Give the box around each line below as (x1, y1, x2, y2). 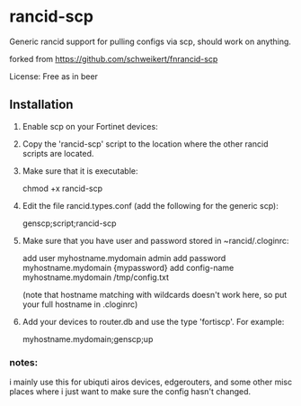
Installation (9, 97, 74, 113)
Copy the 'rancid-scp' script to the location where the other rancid (22, 138, 269, 149)
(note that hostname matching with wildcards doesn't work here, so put (22, 289, 288, 300)
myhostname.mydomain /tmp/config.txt (22, 272, 169, 283)
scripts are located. (22, 148, 94, 158)
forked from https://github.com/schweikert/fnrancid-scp (9, 53, 218, 64)
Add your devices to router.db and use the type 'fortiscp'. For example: (22, 316, 285, 327)
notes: (9, 356, 39, 368)
